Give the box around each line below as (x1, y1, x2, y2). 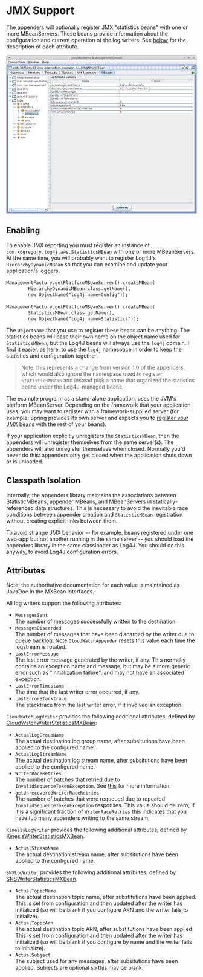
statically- (153, 498, 178, 505)
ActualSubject (14, 952, 51, 958)
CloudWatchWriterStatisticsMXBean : (6, 720, 97, 727)
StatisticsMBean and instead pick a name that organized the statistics (21, 376, 195, 384)
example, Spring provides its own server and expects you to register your (6, 414, 189, 421)
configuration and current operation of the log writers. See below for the (6, 36, 186, 44)
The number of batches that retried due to (14, 776, 120, 783)
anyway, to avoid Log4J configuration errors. (6, 548, 118, 555)
